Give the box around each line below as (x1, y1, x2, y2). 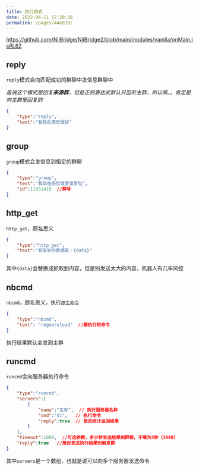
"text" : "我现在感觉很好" (17, 119, 72, 125)
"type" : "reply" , (17, 114, 58, 120)
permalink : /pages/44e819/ (6, 20, 73, 26)
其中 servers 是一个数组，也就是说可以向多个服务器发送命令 (6, 457, 150, 464)
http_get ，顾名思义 (6, 224, 54, 232)
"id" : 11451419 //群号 (17, 186, 71, 192)
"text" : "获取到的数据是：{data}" (17, 247, 93, 253)
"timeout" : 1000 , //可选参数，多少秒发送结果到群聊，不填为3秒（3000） (17, 435, 178, 441)
